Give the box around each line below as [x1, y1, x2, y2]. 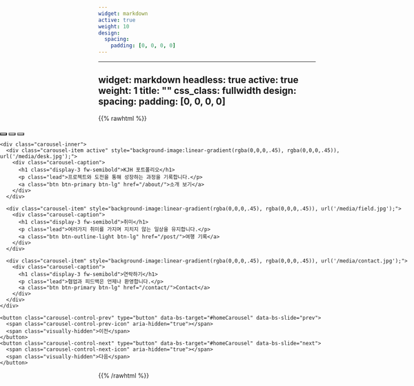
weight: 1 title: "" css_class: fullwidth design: [98, 85, 297, 97]
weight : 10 [98, 23, 130, 30]
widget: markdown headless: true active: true [98, 74, 299, 86]
